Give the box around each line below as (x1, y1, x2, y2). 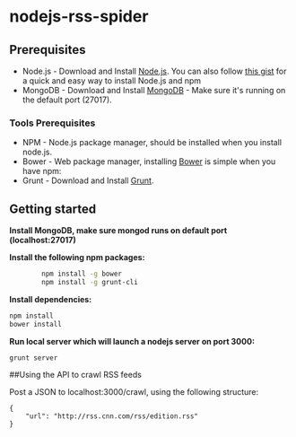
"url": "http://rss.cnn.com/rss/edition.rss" (25, 412, 199, 421)
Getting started (9, 201, 97, 216)
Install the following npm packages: (9, 252, 145, 263)
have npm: (22, 166, 62, 177)
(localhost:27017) (9, 235, 76, 246)
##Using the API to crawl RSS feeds (9, 370, 142, 380)
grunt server (9, 353, 58, 363)
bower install (9, 319, 63, 328)
